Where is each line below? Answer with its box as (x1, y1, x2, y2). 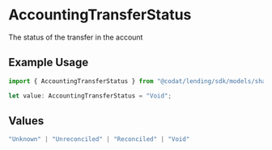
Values (8, 114, 45, 127)
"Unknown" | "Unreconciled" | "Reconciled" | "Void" (8, 135, 190, 144)
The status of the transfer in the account (8, 32, 143, 42)
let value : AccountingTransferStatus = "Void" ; (8, 91, 172, 100)
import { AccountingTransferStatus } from (8, 77, 154, 85)
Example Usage (8, 56, 89, 69)
